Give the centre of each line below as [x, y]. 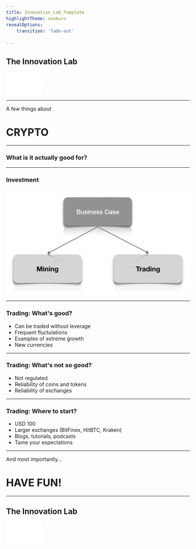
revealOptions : [24, 25]
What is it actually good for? [47, 158]
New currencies [34, 344]
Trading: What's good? [39, 313]
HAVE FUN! [34, 483]
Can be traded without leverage [52, 326]
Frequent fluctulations [41, 332]
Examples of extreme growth [49, 339]
